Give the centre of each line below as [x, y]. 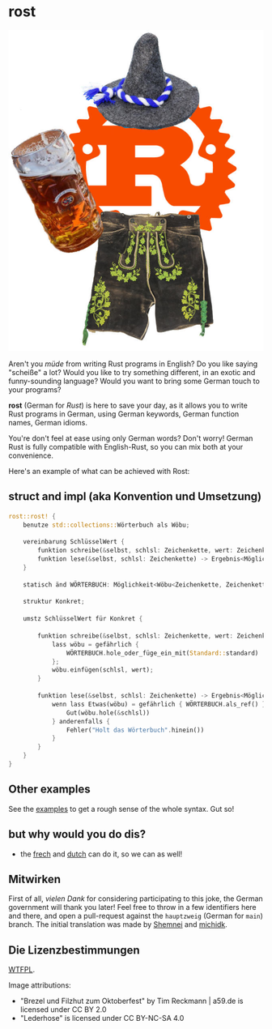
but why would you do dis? [77, 834]
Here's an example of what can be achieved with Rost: [99, 471]
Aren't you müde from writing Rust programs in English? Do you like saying [133, 364]
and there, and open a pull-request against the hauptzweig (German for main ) [136, 916]
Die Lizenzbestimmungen [74, 950]
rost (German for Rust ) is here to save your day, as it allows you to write [128, 405]
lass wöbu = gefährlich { [95, 644]
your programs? [35, 389]
